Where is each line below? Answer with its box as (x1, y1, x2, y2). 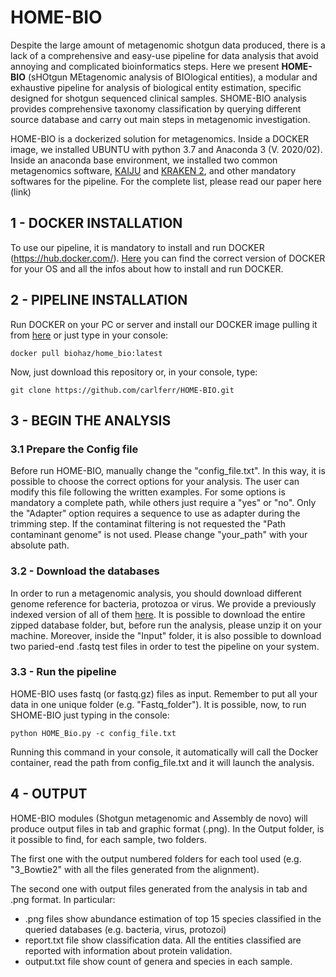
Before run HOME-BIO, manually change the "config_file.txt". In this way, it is (10, 465, 326, 477)
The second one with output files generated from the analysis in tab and (10, 882, 308, 895)
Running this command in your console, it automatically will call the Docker (10, 746, 319, 758)
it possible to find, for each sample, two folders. (10, 833, 207, 845)
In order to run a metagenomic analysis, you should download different (10, 587, 302, 599)
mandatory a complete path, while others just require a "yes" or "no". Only (10, 497, 317, 509)
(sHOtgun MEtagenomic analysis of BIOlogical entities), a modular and (27, 71, 318, 83)
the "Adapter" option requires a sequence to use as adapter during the (10, 507, 301, 520)
